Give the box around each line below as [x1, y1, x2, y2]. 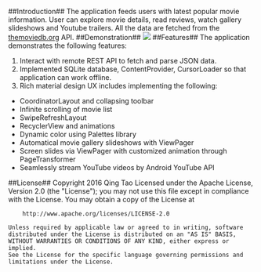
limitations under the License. [8, 258, 114, 266]
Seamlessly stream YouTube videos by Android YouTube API [19, 163, 215, 172]
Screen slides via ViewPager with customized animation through [19, 147, 227, 155]
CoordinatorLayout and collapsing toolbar [19, 96, 154, 105]
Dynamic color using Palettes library [19, 129, 137, 139]
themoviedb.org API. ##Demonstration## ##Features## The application [8, 33, 251, 42]
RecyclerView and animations [19, 121, 115, 130]
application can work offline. [19, 73, 112, 82]
